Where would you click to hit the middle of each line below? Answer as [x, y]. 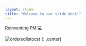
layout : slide [19, 9]
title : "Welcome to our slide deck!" [43, 14]
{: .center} [51, 39]
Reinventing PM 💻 [24, 28]
